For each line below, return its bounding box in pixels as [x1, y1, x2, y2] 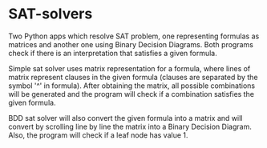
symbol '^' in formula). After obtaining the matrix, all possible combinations [8, 81, 256, 90]
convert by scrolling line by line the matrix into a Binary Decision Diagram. [8, 122, 253, 131]
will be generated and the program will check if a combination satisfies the [8, 89, 255, 98]
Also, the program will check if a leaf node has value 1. [8, 130, 188, 140]
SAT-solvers [8, 5, 93, 23]
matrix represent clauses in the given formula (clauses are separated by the [8, 72, 258, 82]
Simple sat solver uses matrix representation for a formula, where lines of [8, 63, 251, 73]
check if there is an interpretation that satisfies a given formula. [8, 48, 218, 58]
